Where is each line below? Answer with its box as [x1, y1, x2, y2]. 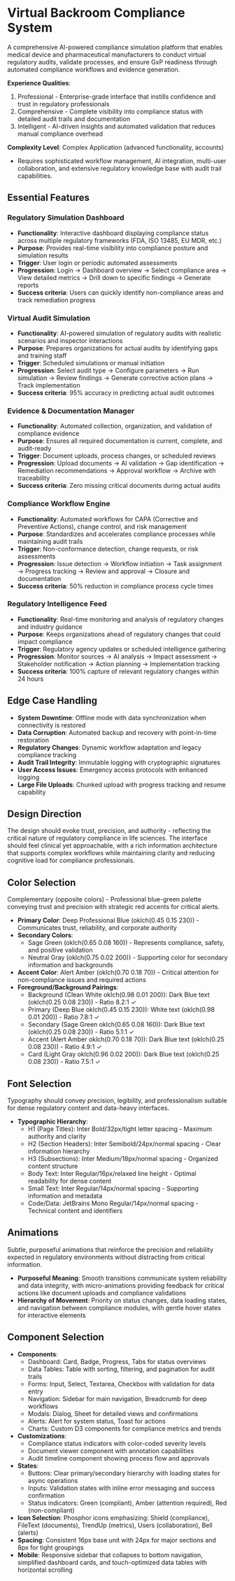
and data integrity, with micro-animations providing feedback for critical [17, 1281, 225, 1289]
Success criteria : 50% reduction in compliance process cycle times [17, 582, 214, 590]
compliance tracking [17, 750, 77, 759]
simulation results [17, 251, 69, 260]
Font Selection [7, 1078, 72, 1090]
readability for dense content [27, 1177, 112, 1186]
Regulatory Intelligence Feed [7, 599, 107, 609]
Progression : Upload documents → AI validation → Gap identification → [17, 459, 225, 468]
